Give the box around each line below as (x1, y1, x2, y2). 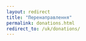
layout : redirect (6, 8, 51, 15)
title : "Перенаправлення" (6, 14, 72, 20)
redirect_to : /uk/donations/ (6, 25, 81, 32)
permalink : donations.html (6, 20, 75, 26)
